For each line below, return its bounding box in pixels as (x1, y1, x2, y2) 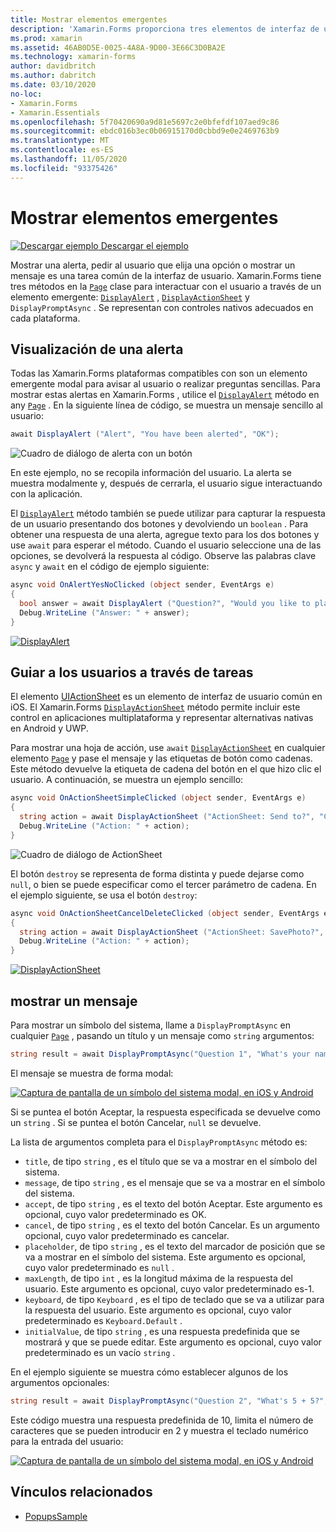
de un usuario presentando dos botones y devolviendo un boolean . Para (10, 518, 309, 530)
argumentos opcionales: (10, 1376, 110, 1388)
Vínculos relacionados (10, 1484, 153, 1501)
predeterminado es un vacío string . (24, 1346, 176, 1358)
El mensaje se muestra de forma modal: (10, 1067, 174, 1079)
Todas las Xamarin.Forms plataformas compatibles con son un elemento (10, 367, 308, 380)
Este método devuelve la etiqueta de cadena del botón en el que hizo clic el (10, 763, 322, 775)
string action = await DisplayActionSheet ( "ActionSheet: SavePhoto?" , (19, 927, 325, 937)
